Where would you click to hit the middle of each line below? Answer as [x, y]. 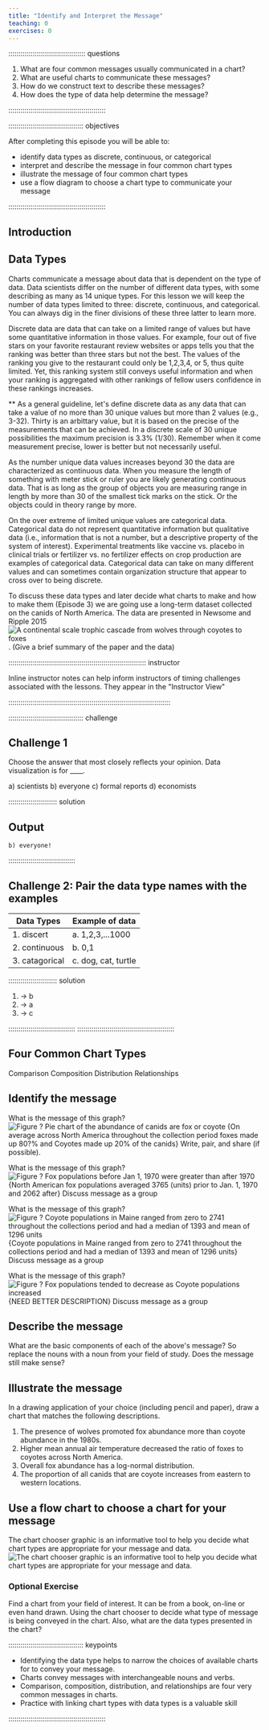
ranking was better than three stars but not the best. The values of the [124, 354]
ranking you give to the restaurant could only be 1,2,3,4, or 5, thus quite [126, 362]
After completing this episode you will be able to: [89, 141]
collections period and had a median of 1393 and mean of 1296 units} [123, 1251]
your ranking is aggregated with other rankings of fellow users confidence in [135, 379]
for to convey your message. [67, 1669]
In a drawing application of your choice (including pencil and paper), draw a [134, 1408]
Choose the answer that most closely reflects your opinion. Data [114, 762]
